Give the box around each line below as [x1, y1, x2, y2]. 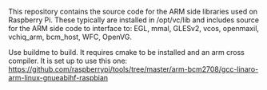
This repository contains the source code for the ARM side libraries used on [8, 7, 258, 16]
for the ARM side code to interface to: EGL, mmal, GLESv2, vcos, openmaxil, [8, 24, 260, 33]
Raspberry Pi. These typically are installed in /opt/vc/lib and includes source [8, 15, 260, 25]
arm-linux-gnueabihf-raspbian [8, 73, 109, 82]
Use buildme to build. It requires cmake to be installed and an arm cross [8, 48, 245, 57]
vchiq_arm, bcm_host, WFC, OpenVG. [8, 32, 133, 41]
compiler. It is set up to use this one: [8, 56, 128, 65]
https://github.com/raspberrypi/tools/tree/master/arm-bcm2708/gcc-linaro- [8, 65, 259, 74]
